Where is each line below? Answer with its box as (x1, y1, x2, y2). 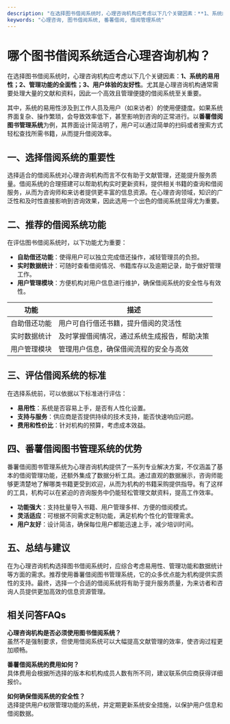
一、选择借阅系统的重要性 (7, 152, 115, 163)
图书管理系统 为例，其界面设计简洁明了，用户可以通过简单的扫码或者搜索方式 (7, 121, 223, 129)
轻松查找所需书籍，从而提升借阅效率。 (7, 130, 115, 138)
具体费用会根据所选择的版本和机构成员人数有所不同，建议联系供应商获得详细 (7, 669, 223, 677)
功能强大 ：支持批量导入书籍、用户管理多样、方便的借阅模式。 (16, 502, 192, 511)
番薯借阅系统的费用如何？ (7, 660, 79, 669)
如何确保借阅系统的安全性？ (7, 692, 86, 701)
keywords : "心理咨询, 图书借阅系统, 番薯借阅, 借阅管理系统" (7, 16, 164, 23)
